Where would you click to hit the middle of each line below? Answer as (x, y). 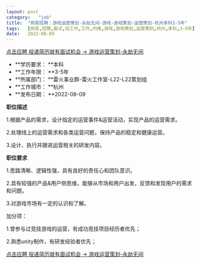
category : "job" (29, 17)
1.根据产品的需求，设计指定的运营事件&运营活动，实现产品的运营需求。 (93, 120)
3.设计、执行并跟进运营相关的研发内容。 (56, 145)
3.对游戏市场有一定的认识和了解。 (48, 203)
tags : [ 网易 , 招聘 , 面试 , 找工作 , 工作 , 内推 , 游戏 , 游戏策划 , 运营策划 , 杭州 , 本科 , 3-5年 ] (101, 28)
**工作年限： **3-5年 (42, 72)
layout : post (22, 12)
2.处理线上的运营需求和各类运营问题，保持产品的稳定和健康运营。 (87, 133)
